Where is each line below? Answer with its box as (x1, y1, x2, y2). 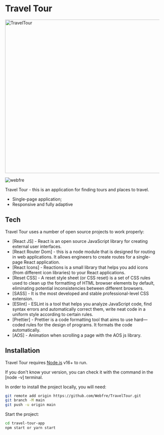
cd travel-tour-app (5, 421, 45, 426)
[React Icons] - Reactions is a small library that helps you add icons (12, 264, 148, 270)
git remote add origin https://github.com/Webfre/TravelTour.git (5, 393, 141, 398)
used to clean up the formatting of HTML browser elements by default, (12, 280, 155, 286)
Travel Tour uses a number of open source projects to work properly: (5, 229, 144, 234)
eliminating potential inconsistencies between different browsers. (12, 285, 144, 291)
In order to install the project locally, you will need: (5, 384, 107, 390)
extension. (12, 295, 33, 301)
